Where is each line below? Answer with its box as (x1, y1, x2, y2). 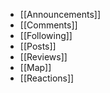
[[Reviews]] (19, 51, 68, 63)
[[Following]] (19, 30, 73, 41)
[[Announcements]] (19, 9, 102, 20)
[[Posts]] (19, 40, 57, 52)
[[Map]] (19, 62, 52, 73)
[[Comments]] (19, 19, 78, 31)
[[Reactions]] (19, 72, 75, 84)
